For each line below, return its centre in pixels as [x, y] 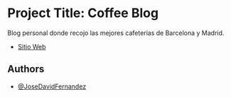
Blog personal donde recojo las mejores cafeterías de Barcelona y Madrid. [116, 33]
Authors [26, 69]
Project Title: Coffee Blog [83, 13]
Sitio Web [32, 46]
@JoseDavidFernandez [52, 86]
